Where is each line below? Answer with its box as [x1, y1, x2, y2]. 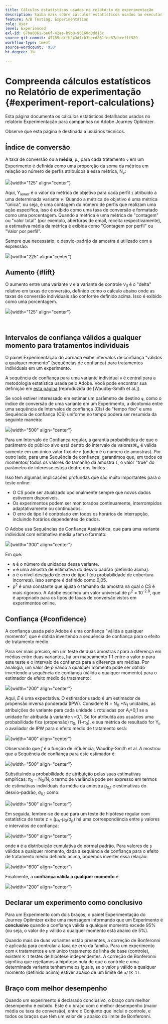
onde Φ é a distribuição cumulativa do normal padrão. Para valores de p [5, 843, 152, 849]
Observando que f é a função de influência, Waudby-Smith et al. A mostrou [5, 746, 161, 752]
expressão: [5, 243, 29, 249]
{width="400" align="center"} [10, 736, 72, 742]
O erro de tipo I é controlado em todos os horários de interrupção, [12, 510, 149, 517]
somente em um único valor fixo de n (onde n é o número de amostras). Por [5, 448, 161, 455]
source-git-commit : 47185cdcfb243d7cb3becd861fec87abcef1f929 [5, 36, 138, 41]
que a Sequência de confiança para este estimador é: [5, 751, 116, 757]
